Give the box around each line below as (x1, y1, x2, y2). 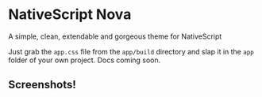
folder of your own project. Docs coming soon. (8, 55, 161, 65)
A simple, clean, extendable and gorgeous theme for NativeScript (8, 32, 222, 41)
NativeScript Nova (8, 6, 132, 24)
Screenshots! (8, 78, 77, 91)
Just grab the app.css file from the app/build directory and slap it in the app (8, 47, 254, 56)
